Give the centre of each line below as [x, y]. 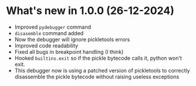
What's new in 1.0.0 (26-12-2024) [90, 11]
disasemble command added [49, 33]
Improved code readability [46, 46]
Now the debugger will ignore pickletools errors [72, 39]
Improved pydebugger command [53, 27]
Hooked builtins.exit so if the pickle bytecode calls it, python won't [98, 58]
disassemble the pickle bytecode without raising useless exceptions [97, 77]
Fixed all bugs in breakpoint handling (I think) [69, 51]
